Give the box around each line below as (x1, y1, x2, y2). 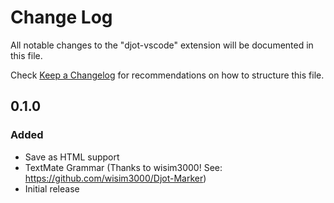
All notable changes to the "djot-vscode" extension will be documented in (10, 39, 314, 51)
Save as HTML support (24, 151, 120, 163)
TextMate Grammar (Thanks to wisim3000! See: (24, 161, 223, 173)
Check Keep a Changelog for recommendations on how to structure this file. (10, 69, 325, 81)
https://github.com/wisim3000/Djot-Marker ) (24, 172, 207, 184)
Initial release (24, 182, 80, 195)
